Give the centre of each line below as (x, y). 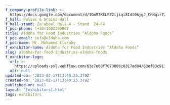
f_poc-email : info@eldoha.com (37, 38)
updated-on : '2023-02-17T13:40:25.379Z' (49, 76)
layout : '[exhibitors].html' (36, 90)
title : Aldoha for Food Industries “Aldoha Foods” (60, 33)
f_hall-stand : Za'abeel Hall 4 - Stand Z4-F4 (55, 24)
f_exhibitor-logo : (25, 57)
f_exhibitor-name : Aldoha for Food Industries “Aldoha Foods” (72, 47)
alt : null (20, 71)
